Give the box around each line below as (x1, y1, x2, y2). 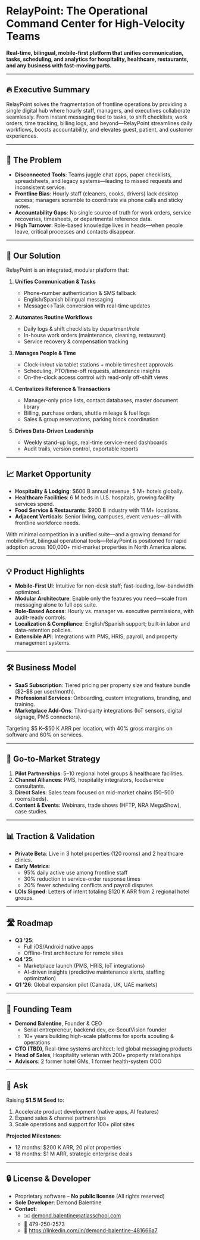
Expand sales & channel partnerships (14, 1114, 106, 1121)
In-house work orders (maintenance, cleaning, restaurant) (23, 332, 166, 339)
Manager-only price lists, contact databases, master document (23, 397, 179, 404)
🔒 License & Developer (6, 1174, 91, 1184)
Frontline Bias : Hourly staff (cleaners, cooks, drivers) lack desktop (14, 189, 179, 197)
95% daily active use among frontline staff (23, 869, 128, 877)
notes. (14, 203, 31, 210)
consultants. (14, 782, 46, 790)
